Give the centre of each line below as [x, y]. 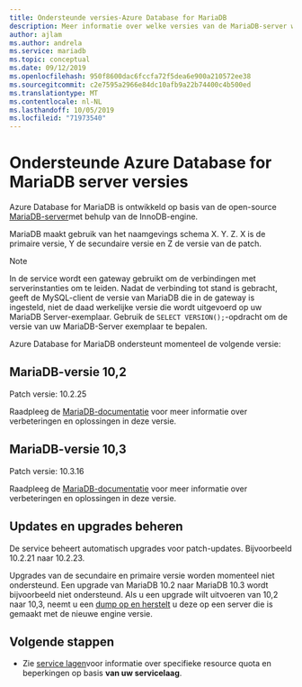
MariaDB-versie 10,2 [68, 372]
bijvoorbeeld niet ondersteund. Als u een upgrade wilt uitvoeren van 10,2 [144, 594]
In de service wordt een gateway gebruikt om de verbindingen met [133, 279]
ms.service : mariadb [48, 51]
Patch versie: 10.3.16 [47, 471]
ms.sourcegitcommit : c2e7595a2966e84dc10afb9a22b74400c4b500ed [130, 85]
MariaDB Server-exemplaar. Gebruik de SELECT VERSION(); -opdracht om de [148, 317]
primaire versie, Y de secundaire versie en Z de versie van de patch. [136, 243]
